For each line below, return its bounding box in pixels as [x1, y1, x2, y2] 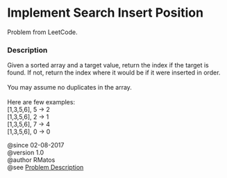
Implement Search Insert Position [7, 5, 203, 21]
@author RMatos [7, 156, 56, 164]
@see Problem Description [7, 163, 84, 172]
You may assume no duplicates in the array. [7, 83, 132, 92]
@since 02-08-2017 [7, 141, 65, 149]
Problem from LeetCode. [7, 28, 78, 36]
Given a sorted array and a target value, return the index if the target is [7, 61, 210, 70]
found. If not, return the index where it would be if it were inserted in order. [7, 68, 221, 77]
